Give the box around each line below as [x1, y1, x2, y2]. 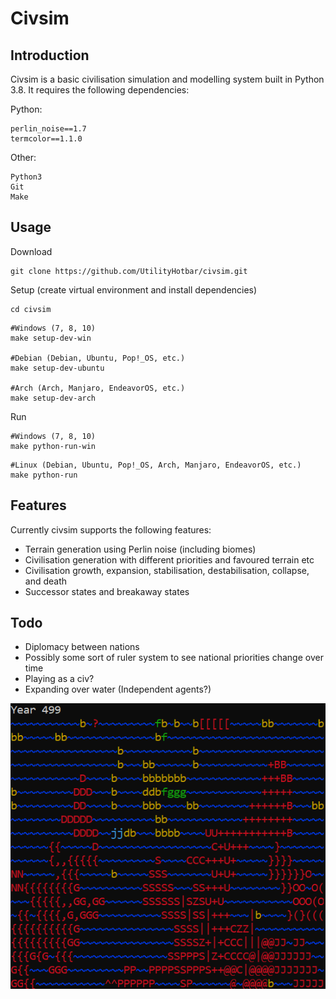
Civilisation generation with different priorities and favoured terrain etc [24, 553, 315, 566]
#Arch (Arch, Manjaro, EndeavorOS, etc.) [10, 383, 186, 393]
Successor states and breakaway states [24, 585, 190, 597]
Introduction [10, 47, 90, 64]
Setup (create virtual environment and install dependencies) [10, 283, 258, 296]
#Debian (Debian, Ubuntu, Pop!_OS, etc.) [10, 353, 186, 363]
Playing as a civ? [24, 673, 95, 685]
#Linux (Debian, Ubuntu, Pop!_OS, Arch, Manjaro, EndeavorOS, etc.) [10, 460, 302, 470]
